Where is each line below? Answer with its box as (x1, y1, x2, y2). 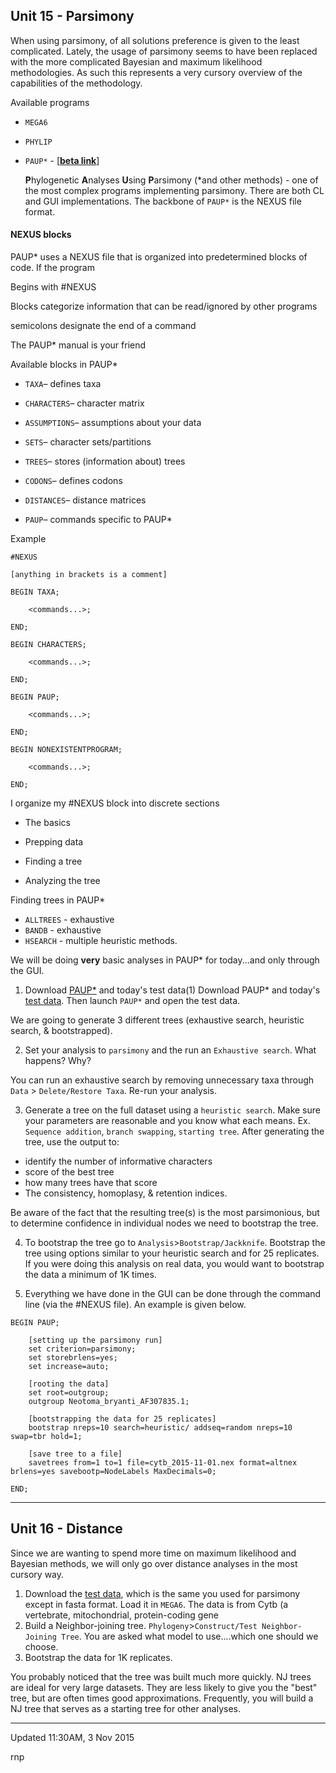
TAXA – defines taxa (24, 378, 102, 390)
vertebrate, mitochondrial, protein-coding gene (24, 1609, 219, 1621)
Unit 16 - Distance (10, 1520, 123, 1538)
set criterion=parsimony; (28, 1344, 137, 1354)
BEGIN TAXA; (10, 587, 60, 598)
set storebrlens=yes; (28, 1353, 118, 1363)
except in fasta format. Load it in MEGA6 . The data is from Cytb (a (24, 1598, 289, 1610)
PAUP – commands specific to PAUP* (24, 514, 173, 526)
